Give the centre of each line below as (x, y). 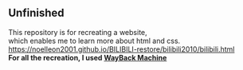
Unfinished (37, 13)
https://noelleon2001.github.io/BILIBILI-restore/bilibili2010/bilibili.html (121, 49)
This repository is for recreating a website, (78, 32)
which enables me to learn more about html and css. (94, 41)
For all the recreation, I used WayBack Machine (88, 57)
